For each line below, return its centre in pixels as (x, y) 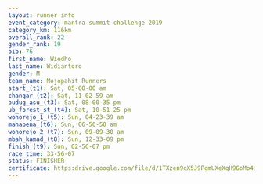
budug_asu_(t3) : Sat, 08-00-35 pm (65, 103)
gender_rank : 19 (34, 45)
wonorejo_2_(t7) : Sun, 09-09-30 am (66, 132)
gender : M (24, 74)
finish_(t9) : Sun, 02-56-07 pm (59, 146)
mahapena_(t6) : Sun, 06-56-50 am (63, 124)
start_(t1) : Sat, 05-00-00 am (58, 88)
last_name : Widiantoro (45, 67)
